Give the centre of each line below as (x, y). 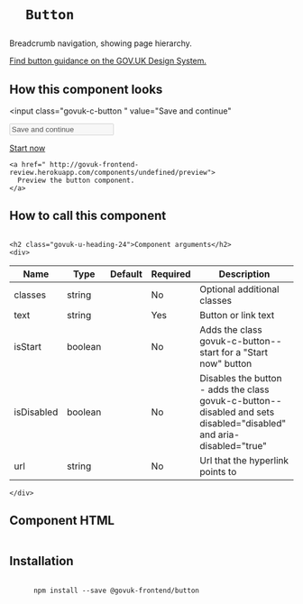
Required (171, 274)
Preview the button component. (76, 180)
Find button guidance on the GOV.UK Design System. (108, 61)
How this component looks (86, 89)
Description (244, 274)
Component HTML (62, 521)
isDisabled (36, 412)
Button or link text (237, 315)
